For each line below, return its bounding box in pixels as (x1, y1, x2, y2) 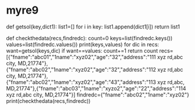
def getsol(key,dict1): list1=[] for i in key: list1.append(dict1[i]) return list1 (6, 23, 180, 30)
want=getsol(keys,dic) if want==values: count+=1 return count (6, 47, 158, 54)
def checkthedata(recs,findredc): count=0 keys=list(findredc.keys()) (6, 34, 173, 41)
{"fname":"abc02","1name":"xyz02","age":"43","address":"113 (6, 78, 157, 86)
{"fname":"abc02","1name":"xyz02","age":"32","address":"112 (6, 66, 157, 73)
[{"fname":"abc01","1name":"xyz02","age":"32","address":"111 (6, 53, 157, 60)
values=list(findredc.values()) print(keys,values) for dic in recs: (6, 41, 160, 48)
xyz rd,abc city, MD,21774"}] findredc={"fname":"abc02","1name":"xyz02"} (6, 91, 190, 98)
